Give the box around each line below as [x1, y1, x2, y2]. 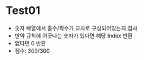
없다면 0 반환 [14, 39, 46, 47]
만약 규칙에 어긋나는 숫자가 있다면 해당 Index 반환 [14, 32, 133, 39]
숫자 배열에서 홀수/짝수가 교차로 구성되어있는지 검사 [14, 24, 138, 32]
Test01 [5, 4, 41, 18]
